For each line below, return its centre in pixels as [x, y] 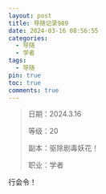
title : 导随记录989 [39, 23]
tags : [17, 61]
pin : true [25, 75]
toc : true [25, 83]
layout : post [30, 16]
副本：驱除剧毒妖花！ [63, 148]
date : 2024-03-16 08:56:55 [53, 30]
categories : [28, 38]
